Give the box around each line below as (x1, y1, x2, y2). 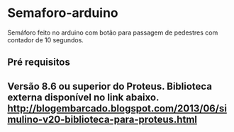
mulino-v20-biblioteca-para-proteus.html (7, 113, 197, 125)
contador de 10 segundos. (7, 35, 84, 44)
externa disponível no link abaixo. (7, 91, 160, 103)
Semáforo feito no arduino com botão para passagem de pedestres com (7, 28, 218, 37)
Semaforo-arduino (7, 5, 118, 21)
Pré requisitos (7, 56, 71, 68)
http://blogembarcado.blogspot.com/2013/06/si (7, 102, 227, 114)
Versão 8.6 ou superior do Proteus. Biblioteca (7, 80, 213, 92)
